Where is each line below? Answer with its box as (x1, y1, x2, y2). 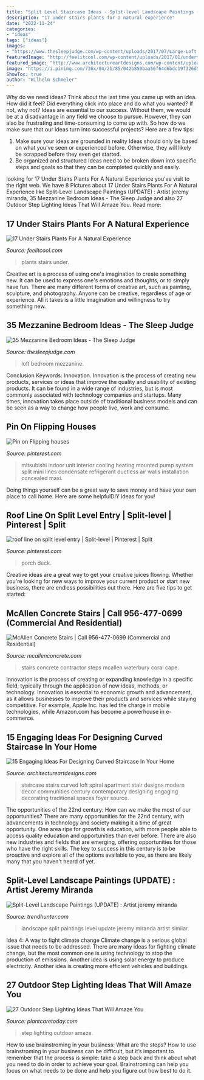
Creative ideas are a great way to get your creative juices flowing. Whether (6, 571, 194, 579)
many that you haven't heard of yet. (6, 858, 95, 865)
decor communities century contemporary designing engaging (21, 788, 178, 795)
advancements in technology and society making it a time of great (6, 819, 172, 826)
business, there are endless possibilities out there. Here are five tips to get (6, 584, 192, 591)
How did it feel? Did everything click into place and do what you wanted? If (6, 100, 193, 107)
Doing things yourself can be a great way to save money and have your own (6, 486, 197, 493)
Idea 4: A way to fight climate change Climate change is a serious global (6, 936, 187, 944)
